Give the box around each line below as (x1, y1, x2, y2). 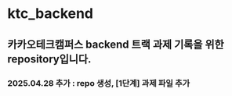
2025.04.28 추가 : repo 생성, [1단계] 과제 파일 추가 (7, 77, 190, 88)
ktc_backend (7, 5, 93, 23)
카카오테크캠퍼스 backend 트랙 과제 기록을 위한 (7, 37, 224, 51)
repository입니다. (7, 52, 92, 66)
